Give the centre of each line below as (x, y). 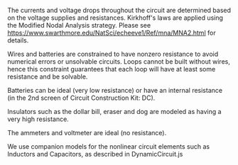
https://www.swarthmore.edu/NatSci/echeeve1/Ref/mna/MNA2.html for (112, 33)
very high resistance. (38, 119)
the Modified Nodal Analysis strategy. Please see (79, 25)
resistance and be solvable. (48, 76)
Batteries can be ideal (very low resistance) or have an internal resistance (115, 90)
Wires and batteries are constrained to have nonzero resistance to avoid (113, 54)
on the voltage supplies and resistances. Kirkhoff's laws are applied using (115, 18)
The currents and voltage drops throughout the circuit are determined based (119, 10)
